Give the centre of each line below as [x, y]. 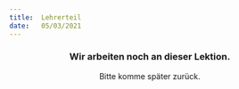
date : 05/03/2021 [45, 26]
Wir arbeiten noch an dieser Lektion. [150, 57]
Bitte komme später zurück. [150, 76]
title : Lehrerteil [45, 17]
